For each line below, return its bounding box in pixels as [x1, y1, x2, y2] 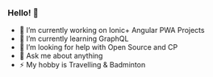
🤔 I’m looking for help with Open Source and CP [19, 43, 178, 52]
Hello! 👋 [7, 7, 40, 18]
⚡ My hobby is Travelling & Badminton [19, 60, 146, 70]
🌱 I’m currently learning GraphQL [19, 34, 129, 43]
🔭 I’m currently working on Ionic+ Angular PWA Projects [19, 26, 205, 35]
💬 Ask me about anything [19, 51, 103, 61]
